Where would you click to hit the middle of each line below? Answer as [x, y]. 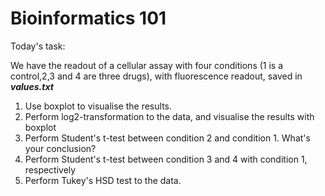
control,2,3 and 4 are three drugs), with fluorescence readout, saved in [156, 76]
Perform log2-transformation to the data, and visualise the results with [169, 116]
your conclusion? [60, 148]
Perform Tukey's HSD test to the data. [103, 180]
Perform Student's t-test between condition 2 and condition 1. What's [167, 138]
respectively [50, 169]
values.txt [32, 86]
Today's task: [38, 46]
